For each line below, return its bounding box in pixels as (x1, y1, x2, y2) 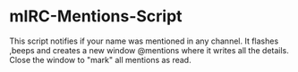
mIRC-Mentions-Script (9, 6, 183, 27)
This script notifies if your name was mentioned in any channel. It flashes (9, 36, 279, 46)
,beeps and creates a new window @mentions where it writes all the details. (9, 44, 289, 55)
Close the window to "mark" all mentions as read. (9, 54, 192, 65)
